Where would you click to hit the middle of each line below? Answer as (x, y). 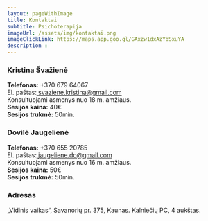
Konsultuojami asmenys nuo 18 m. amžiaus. (69, 100)
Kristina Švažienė (37, 70)
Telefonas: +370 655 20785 (47, 148)
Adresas (21, 195)
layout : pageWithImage (40, 14)
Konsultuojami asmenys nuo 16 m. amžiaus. (69, 162)
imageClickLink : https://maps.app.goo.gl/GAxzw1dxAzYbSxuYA (96, 39)
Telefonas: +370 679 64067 (48, 85)
